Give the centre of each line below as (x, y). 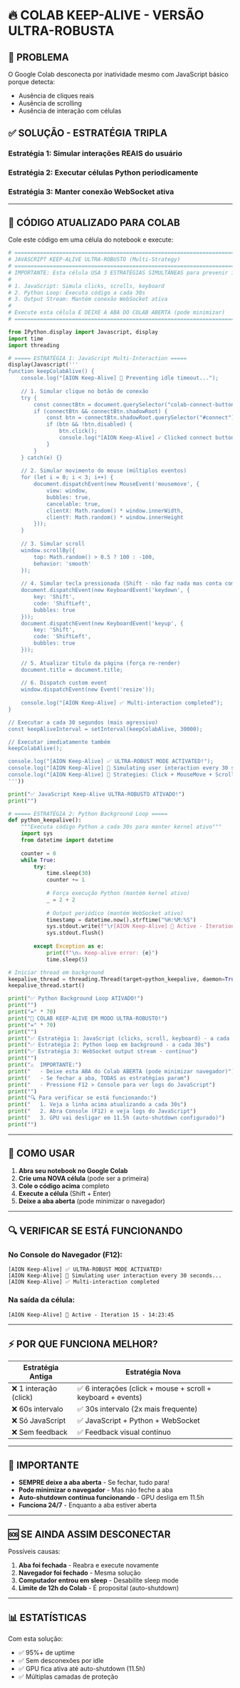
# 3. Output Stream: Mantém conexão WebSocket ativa (88, 300)
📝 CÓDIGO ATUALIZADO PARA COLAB (94, 222)
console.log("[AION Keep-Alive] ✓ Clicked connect (136, 438)
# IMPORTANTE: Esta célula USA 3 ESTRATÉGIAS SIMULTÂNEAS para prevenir (118, 272)
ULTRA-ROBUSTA (61, 31)
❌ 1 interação (35, 1388)
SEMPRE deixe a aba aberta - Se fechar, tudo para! (94, 1483)
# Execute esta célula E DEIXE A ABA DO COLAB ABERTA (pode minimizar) (116, 313)
